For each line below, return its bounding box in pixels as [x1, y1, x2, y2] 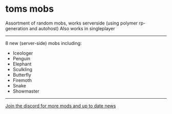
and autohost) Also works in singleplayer [29, 25, 115, 31]
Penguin [12, 55, 31, 61]
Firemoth [12, 77, 32, 83]
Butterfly [12, 72, 32, 78]
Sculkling [12, 66, 32, 72]
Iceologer [12, 50, 33, 56]
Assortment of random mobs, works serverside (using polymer [5, 20, 138, 26]
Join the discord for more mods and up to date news [5, 103, 116, 109]
